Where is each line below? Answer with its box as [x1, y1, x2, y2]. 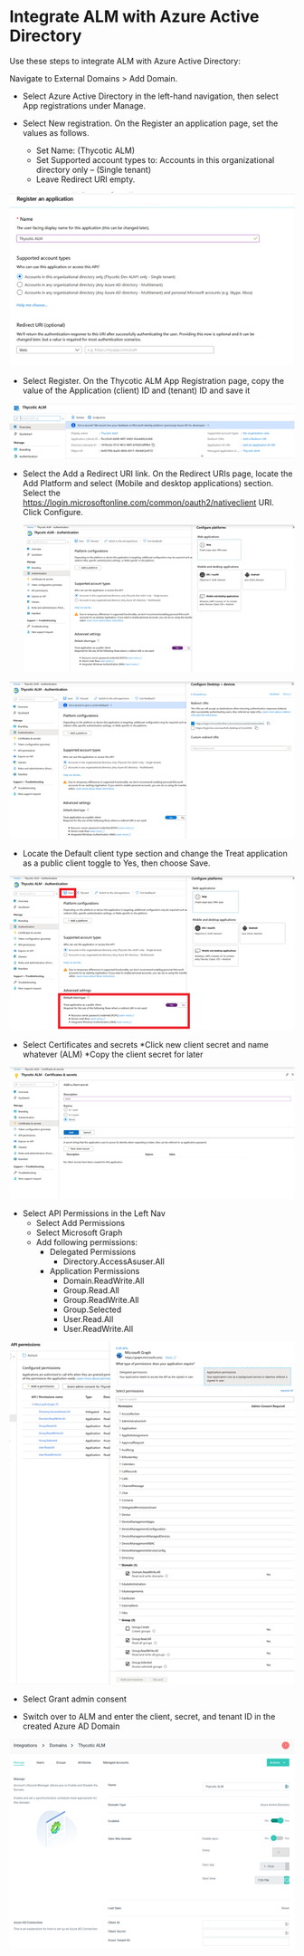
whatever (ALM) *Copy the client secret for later [22, 1049, 204, 1059]
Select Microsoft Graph [35, 1227, 123, 1238]
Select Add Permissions [35, 1218, 125, 1229]
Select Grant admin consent [22, 1693, 127, 1704]
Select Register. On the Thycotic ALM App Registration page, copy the [22, 375, 285, 386]
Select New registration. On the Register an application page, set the [22, 118, 279, 129]
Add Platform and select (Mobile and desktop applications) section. [22, 478, 274, 488]
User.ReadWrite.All [62, 1324, 134, 1335]
